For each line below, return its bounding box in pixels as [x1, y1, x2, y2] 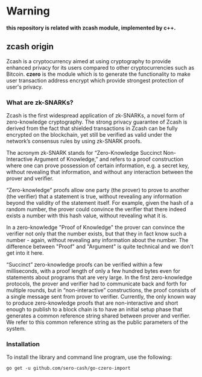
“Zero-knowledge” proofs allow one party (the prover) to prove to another [6, 187, 190, 194]
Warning [6, 4, 50, 18]
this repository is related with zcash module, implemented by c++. [6, 24, 176, 31]
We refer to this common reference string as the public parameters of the [6, 319, 188, 326]
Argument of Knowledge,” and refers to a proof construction [34, 155, 184, 163]
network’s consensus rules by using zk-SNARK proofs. [6, 137, 142, 145]
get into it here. [6, 249, 44, 257]
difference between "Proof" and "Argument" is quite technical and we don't [6, 243, 194, 251]
